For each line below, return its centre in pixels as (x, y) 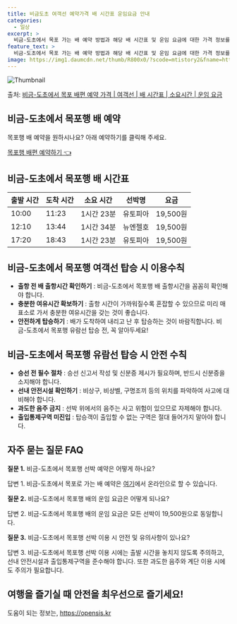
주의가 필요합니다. (39, 570)
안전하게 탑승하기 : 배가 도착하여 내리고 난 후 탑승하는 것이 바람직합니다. (116, 321)
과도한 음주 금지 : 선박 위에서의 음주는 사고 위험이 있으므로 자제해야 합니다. (120, 408)
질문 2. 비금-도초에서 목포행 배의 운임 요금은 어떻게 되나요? (89, 498)
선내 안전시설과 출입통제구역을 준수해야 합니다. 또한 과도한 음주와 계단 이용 (110, 561)
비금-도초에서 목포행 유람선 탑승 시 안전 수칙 (97, 355)
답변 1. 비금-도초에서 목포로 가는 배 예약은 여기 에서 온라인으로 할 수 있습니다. (112, 484)
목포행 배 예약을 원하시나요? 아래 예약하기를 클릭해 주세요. (87, 137)
